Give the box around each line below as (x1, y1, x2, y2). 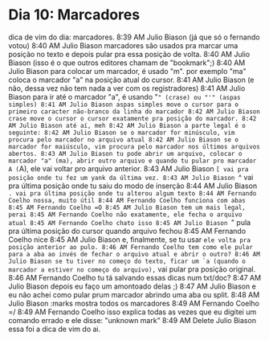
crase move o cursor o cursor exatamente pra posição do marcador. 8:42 (8, 114, 257, 122)
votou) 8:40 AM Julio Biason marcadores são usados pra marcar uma (8, 40, 238, 50)
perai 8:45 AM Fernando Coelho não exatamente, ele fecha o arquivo (8, 211, 243, 219)
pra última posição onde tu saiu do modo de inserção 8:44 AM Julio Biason (8, 181, 258, 190)
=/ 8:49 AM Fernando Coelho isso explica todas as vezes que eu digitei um (8, 307, 257, 317)
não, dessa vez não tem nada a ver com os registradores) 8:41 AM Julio (8, 83, 246, 93)
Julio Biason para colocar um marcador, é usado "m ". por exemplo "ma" (8, 66, 247, 76)
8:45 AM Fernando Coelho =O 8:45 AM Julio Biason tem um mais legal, (8, 203, 247, 211)
